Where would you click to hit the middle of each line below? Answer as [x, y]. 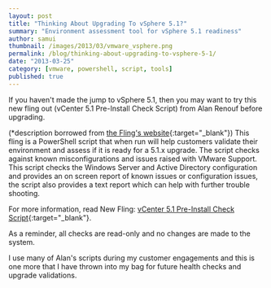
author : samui [33, 39]
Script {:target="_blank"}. [50, 217]
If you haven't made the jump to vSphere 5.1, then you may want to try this [133, 99]
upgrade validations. [43, 275]
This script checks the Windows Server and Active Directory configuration [133, 167]
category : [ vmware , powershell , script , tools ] [91, 69]
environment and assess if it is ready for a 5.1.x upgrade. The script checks [134, 150]
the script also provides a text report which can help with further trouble [129, 185]
